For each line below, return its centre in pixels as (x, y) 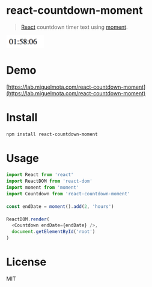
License (26, 262)
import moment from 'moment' (43, 188)
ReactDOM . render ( (28, 219)
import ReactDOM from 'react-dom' (50, 181)
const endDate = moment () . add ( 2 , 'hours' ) (60, 206)
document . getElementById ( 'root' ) (53, 232)
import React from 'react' (40, 175)
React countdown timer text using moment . (74, 27)
